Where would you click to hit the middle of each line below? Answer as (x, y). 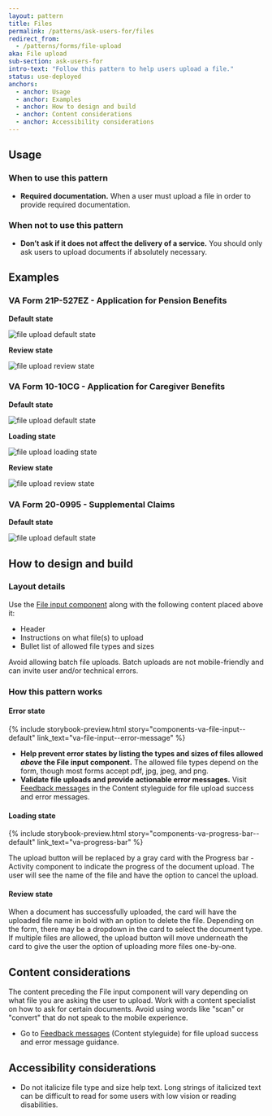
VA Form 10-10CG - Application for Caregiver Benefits (117, 387)
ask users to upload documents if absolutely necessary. (114, 252)
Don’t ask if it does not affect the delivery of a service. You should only (141, 243)
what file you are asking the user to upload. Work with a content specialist (132, 1000)
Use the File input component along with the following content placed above (136, 604)
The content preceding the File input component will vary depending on (128, 992)
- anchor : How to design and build (76, 107)
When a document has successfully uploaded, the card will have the (123, 912)
